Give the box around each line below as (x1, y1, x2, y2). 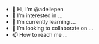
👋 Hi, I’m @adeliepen (11, 6, 64, 12)
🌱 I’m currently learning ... (11, 18, 76, 25)
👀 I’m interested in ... (11, 12, 63, 19)
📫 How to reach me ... (11, 32, 68, 38)
